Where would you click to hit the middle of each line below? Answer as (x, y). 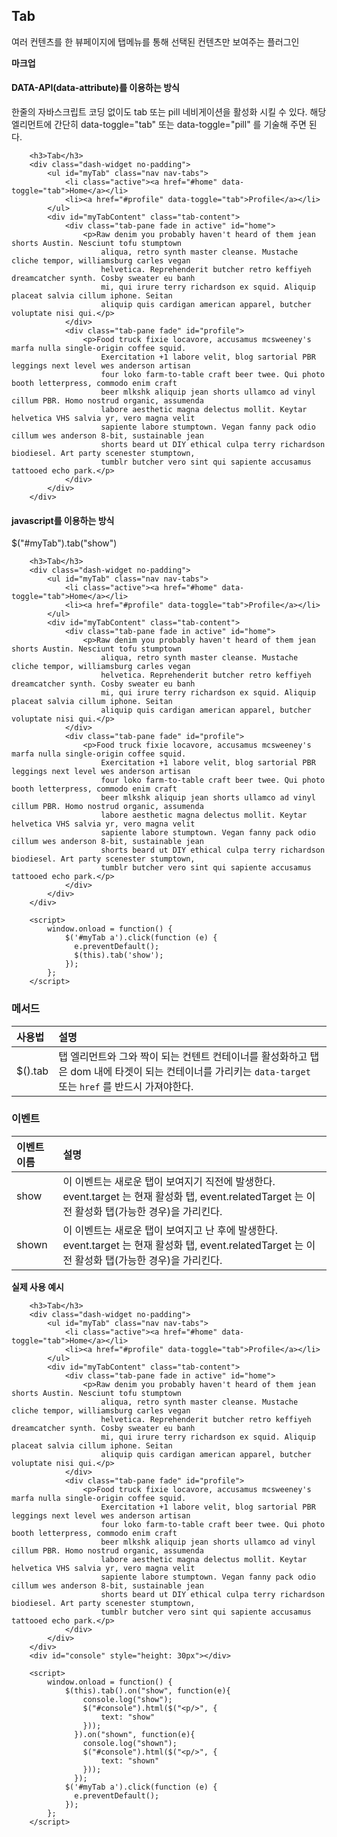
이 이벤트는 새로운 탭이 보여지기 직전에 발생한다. (169, 1181)
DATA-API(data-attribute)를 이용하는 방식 (95, 88)
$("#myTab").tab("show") (64, 543)
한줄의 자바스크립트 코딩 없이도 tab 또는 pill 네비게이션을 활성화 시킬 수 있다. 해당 (169, 112)
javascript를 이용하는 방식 (63, 520)
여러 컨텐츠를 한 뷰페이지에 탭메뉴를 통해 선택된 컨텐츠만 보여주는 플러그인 (155, 41)
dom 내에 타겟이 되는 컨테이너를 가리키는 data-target (190, 1071)
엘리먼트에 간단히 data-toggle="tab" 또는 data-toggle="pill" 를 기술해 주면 (159, 125)
